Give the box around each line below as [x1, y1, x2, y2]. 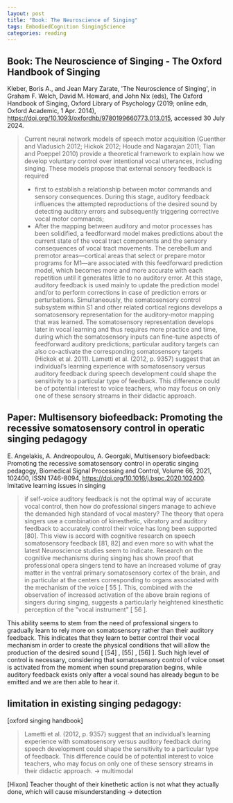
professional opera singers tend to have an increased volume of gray [24, 561, 222, 569]
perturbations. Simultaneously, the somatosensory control [34, 296, 201, 304]
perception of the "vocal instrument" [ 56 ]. [24, 605, 148, 614]
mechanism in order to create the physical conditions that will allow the [7, 641, 210, 649]
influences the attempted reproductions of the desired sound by [34, 200, 218, 208]
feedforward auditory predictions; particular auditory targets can [34, 340, 220, 348]
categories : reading [7, 29, 67, 37]
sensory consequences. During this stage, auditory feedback [34, 192, 209, 201]
